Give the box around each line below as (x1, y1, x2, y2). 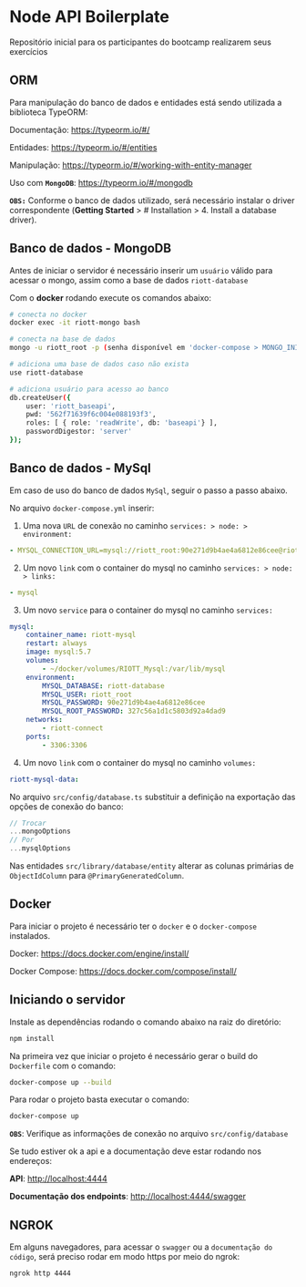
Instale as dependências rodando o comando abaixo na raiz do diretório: (9, 1016, 281, 1027)
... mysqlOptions (9, 844, 71, 853)
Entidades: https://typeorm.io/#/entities (9, 141, 158, 152)
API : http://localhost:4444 (9, 1173, 107, 1184)
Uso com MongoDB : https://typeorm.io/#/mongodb (9, 177, 193, 188)
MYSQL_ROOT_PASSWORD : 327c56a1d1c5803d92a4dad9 (42, 706, 226, 716)
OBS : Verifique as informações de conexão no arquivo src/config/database (9, 1128, 289, 1139)
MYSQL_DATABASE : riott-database (42, 681, 166, 690)
